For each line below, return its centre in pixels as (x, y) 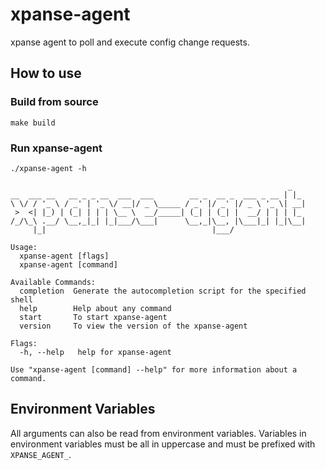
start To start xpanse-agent (93, 317)
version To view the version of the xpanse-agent (133, 326)
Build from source (54, 102)
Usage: (24, 247)
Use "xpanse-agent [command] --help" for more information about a (154, 369)
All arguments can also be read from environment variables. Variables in (158, 433)
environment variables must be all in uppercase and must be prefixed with (163, 444)
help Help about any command (95, 308)
